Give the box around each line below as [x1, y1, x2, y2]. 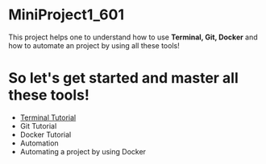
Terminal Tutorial [19, 113, 77, 122]
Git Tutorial [19, 121, 57, 130]
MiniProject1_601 [8, 6, 125, 24]
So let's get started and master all [8, 69, 239, 88]
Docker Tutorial [19, 129, 72, 139]
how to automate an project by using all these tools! [8, 40, 180, 50]
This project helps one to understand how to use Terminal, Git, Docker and [8, 32, 258, 42]
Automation [19, 138, 59, 148]
